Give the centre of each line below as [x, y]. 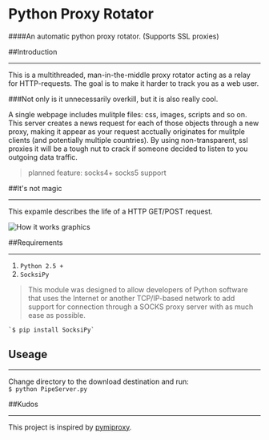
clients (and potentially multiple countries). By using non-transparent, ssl [128, 140]
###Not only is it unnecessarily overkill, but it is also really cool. [113, 99]
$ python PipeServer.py [48, 389]
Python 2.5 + [42, 266]
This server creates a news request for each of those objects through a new [134, 123]
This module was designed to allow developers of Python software [138, 289]
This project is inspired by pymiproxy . [70, 427]
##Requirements [36, 242]
